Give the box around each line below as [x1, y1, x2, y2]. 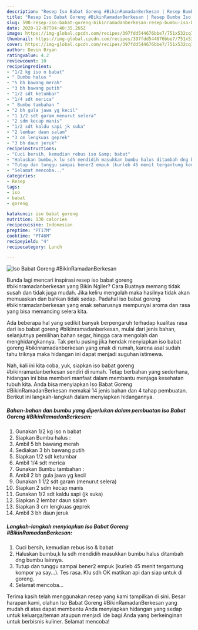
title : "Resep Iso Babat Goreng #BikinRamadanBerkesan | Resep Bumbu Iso [6, 14, 192, 20]
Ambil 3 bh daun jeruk [15, 509, 69, 516]
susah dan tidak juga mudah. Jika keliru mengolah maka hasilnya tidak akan [6, 289, 190, 296]
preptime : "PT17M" [6, 227, 52, 233]
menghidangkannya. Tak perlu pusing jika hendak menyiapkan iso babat [6, 338, 182, 345]
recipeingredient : [6, 63, 52, 70]
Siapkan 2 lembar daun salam [15, 497, 88, 504]
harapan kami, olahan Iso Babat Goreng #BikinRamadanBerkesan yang [6, 599, 178, 606]
